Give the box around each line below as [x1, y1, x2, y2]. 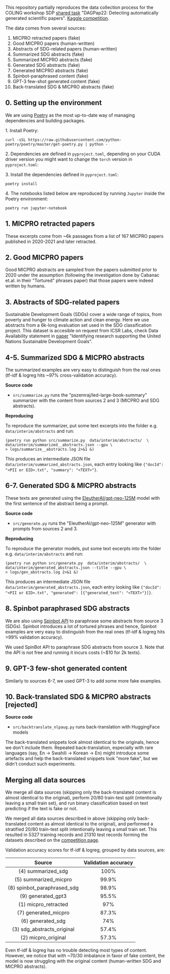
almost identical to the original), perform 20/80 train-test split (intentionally [5, 795, 162, 801]
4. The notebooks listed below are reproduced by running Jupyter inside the [5, 190, 165, 196]
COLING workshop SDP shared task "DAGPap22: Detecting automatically [5, 10, 159, 16]
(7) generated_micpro [17, 909, 70, 916]
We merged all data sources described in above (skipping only [5, 815, 136, 821]
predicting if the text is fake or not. [5, 806, 78, 812]
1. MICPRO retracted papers [5, 220, 95, 228]
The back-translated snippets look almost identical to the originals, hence [5, 739, 159, 745]
